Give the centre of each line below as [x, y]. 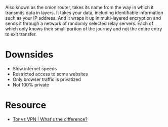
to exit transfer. [21, 34]
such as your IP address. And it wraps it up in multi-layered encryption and [83, 18]
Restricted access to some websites [50, 74]
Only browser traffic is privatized [47, 79]
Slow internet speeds [35, 68]
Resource [26, 105]
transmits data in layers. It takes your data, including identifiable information [84, 13]
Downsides [29, 55]
